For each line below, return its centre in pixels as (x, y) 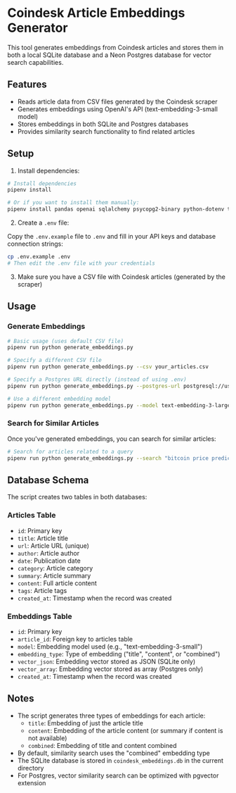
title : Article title (43, 538)
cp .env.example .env (39, 257)
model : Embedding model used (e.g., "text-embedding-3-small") (110, 647)
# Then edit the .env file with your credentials (81, 263)
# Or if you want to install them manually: (73, 203)
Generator (38, 28)
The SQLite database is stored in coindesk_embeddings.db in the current (120, 760)
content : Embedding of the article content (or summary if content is (125, 730)
